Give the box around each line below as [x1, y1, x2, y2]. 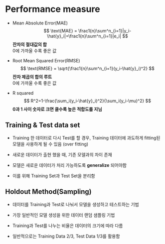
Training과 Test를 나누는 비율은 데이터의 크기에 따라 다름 [12, 223, 123, 229]
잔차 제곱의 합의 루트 [12, 74, 52, 80]
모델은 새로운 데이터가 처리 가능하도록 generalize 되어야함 [12, 162, 127, 168]
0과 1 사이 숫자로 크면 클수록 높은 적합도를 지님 [12, 106, 102, 112]
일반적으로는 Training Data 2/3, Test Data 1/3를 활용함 [12, 233, 120, 239]
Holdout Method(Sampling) [5, 188, 92, 196]
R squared [12, 90, 34, 96]
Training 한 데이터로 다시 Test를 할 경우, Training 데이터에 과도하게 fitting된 [12, 134, 161, 140]
